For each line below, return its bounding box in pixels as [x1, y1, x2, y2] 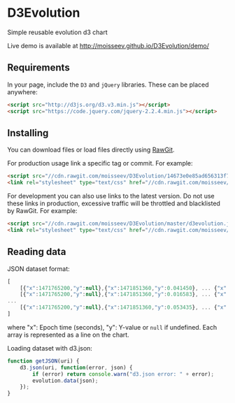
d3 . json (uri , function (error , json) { [20, 364, 133, 371]
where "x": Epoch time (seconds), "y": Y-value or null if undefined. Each [7, 323, 218, 331]
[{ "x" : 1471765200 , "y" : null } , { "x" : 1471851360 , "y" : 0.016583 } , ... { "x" [20, 291, 227, 298]
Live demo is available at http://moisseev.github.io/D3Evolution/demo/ [7, 41, 210, 50]
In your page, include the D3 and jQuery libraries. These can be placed [7, 80, 209, 89]
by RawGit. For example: [7, 207, 78, 215]
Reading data [7, 246, 66, 258]
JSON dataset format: [7, 264, 70, 273]
